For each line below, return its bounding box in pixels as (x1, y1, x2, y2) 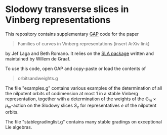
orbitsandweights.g (17, 75, 58, 81)
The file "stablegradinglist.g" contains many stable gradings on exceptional (5, 118, 162, 124)
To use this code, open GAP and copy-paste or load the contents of (5, 65, 146, 72)
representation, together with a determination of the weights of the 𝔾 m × (5, 96, 156, 103)
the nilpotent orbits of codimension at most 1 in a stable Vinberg (5, 90, 138, 96)
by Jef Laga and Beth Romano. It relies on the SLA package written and (5, 50, 154, 56)
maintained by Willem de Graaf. (5, 55, 71, 61)
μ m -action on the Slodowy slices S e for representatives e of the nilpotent (5, 102, 157, 109)
